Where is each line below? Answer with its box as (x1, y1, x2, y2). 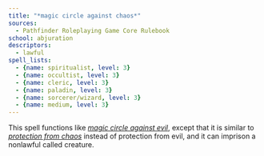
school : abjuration (8, 34, 74, 42)
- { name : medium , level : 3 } (15, 101, 110, 109)
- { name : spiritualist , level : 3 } (15, 64, 130, 72)
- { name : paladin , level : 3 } (15, 86, 113, 94)
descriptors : (8, 42, 52, 50)
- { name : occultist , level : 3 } (15, 71, 120, 79)
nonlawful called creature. (8, 140, 94, 150)
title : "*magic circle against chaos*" (8, 11, 142, 20)
